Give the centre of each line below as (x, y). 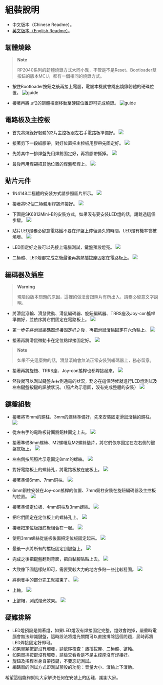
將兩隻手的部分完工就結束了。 (42, 580)
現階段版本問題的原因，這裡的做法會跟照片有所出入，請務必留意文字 (85, 297)
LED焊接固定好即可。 (33, 642)
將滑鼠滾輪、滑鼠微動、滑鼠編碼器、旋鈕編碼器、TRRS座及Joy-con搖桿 (84, 314)
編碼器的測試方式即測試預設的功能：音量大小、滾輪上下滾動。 (74, 667)
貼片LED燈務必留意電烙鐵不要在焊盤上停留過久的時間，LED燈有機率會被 (84, 231)
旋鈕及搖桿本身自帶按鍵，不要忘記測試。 (53, 661)
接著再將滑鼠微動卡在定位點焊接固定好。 (53, 341)
